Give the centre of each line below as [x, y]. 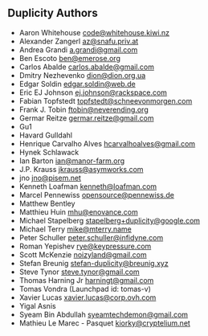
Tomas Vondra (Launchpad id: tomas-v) [85, 289]
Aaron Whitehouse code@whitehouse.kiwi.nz [94, 32]
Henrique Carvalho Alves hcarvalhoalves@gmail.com [107, 143]
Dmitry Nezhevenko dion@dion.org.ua [82, 75]
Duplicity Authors [53, 13]
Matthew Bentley [47, 203]
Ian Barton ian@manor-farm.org [72, 161]
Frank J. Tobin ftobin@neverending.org [84, 109]
